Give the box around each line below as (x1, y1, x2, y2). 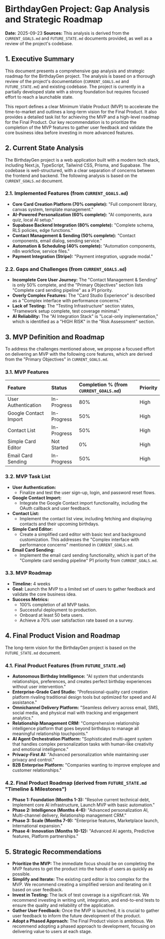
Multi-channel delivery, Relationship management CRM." (12, 812, 127, 819)
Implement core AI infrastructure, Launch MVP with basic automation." (12, 802, 155, 808)
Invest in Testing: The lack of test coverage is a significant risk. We (12, 892, 149, 898)
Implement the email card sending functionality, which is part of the (19, 552, 156, 558)
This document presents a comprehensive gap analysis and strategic (5, 68, 145, 74)
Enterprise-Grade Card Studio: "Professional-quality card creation (12, 689, 148, 695)
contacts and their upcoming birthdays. (19, 521, 100, 527)
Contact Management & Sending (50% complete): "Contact (12, 232, 136, 238)
